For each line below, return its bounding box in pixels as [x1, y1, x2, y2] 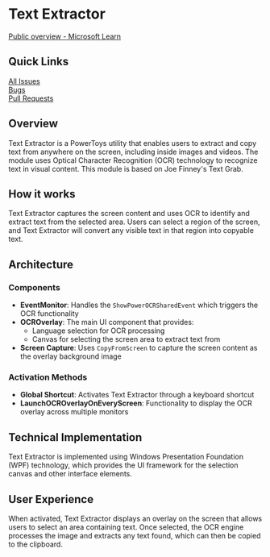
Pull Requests [8, 94, 54, 103]
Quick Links [8, 55, 69, 69]
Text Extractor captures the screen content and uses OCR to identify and [8, 209, 250, 218]
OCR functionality [19, 309, 79, 318]
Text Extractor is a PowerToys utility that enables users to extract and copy [8, 138, 257, 148]
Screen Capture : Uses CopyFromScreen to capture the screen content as [19, 343, 258, 353]
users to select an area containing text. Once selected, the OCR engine [8, 522, 244, 532]
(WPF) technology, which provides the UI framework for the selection [8, 460, 239, 470]
